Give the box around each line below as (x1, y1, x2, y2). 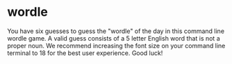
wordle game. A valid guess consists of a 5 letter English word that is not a (7, 34, 220, 42)
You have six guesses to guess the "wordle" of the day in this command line (7, 27, 224, 35)
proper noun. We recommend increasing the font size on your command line (7, 41, 226, 50)
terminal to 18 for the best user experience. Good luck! (7, 49, 163, 57)
